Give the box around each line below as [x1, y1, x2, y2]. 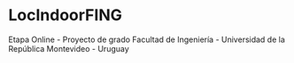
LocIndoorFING [8, 5, 123, 25]
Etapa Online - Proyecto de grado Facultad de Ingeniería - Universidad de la [8, 34, 285, 45]
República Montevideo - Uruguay [8, 43, 129, 53]
